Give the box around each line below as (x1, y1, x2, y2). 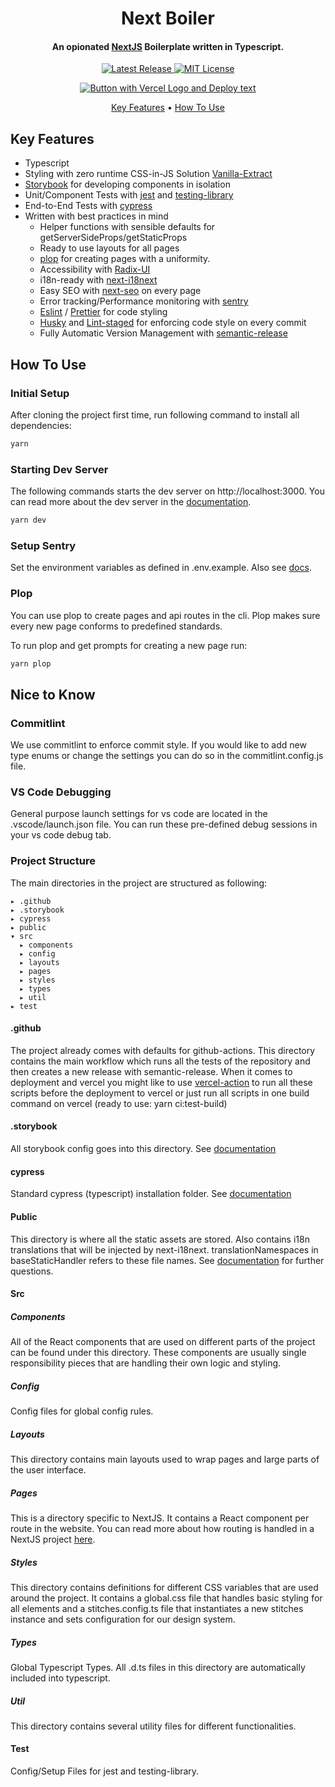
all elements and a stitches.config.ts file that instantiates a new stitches (10, 1602, 304, 1614)
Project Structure (10, 854, 96, 868)
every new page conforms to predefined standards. (10, 620, 223, 632)
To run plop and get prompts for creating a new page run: (10, 639, 248, 651)
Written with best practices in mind (24, 210, 169, 222)
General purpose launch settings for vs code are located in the (10, 808, 268, 820)
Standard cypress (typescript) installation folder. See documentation (10, 1188, 292, 1200)
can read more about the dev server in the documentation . (10, 496, 252, 508)
